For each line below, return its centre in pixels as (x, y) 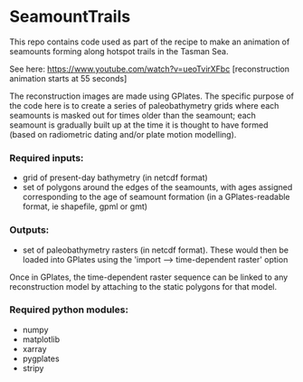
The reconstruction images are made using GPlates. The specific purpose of (152, 96)
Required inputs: (47, 158)
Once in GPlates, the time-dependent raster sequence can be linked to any (149, 277)
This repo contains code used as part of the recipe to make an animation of (150, 42)
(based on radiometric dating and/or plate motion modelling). (123, 134)
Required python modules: (69, 310)
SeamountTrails (70, 17)
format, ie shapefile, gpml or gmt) (85, 206)
